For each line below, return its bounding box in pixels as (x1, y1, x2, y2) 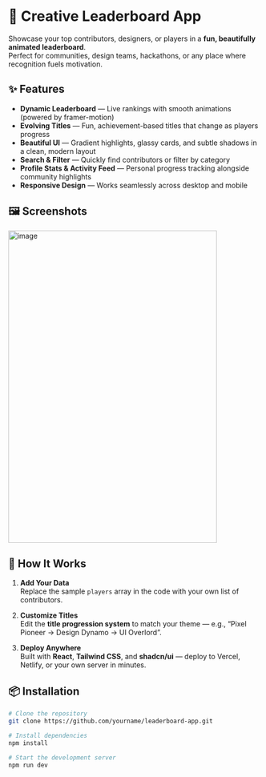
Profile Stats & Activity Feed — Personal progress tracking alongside (19, 163, 250, 173)
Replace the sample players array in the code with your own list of (19, 586, 240, 596)
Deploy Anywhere (19, 643, 82, 653)
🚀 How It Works (8, 557, 87, 570)
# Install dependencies (8, 731, 88, 739)
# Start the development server (8, 753, 116, 762)
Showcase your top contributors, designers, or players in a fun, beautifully (8, 34, 256, 43)
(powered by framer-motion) (19, 112, 115, 122)
